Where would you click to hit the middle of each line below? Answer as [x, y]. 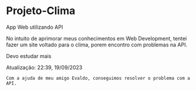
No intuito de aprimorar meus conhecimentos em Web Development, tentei [97, 38]
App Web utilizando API [35, 27]
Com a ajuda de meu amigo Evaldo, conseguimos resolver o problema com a [98, 78]
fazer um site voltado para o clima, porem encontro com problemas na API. [97, 45]
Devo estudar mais [29, 56]
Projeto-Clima [41, 11]
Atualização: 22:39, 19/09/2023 [44, 67]
